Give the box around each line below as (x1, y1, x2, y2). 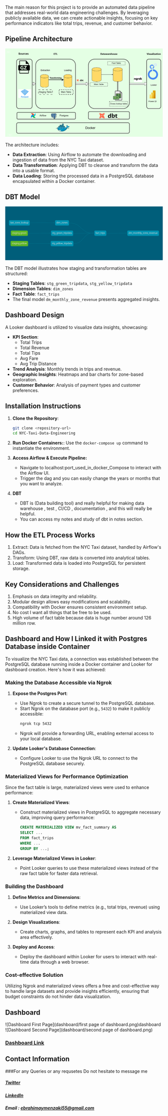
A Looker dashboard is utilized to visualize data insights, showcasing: (5, 324, 148, 330)
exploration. (12, 376, 37, 382)
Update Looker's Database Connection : (12, 745, 96, 751)
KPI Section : (12, 334, 39, 340)
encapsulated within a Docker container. (12, 178, 96, 184)
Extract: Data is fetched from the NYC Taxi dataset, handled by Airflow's (12, 544, 161, 550)
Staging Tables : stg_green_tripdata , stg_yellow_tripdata (12, 280, 132, 286)
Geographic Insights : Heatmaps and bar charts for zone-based (12, 371, 144, 377)
